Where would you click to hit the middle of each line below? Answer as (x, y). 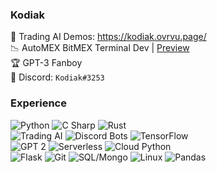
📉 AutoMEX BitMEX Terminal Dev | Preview (100, 48)
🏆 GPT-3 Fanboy (46, 63)
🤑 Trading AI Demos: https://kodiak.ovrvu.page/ (108, 37)
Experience (38, 103)
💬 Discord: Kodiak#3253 (57, 77)
